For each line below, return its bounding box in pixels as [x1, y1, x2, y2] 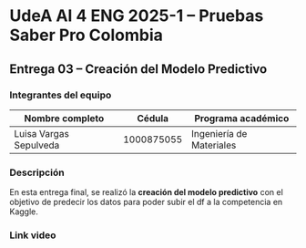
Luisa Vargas [14, 127, 70, 139]
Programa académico [194, 111, 290, 124]
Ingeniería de [190, 127, 248, 139]
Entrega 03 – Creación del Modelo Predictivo [9, 61, 268, 77]
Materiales [190, 139, 237, 151]
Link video [9, 229, 56, 242]
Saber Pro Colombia [9, 25, 164, 46]
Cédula [137, 111, 169, 124]
